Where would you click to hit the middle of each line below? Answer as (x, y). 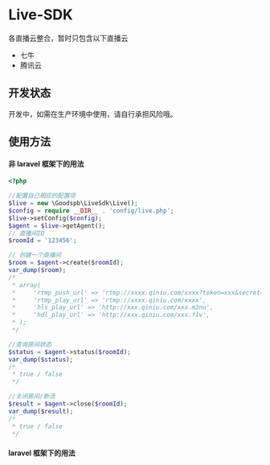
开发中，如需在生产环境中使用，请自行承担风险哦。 (93, 113)
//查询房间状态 (30, 344)
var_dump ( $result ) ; (41, 411)
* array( (27, 285)
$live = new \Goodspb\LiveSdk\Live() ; (73, 204)
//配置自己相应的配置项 (42, 196)
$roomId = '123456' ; (43, 241)
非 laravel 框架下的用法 (46, 163)
